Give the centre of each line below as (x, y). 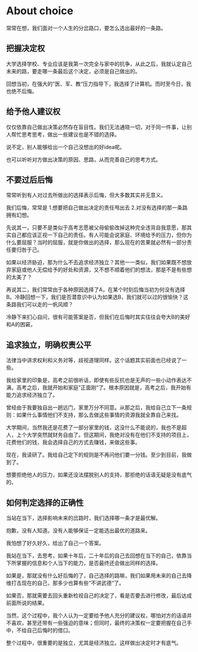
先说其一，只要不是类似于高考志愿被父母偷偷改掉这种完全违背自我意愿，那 (96, 228)
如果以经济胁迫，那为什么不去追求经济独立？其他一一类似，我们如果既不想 (96, 262)
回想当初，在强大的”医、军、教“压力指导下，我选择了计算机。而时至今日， (96, 83)
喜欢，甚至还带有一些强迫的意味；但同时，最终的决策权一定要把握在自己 (99, 623)
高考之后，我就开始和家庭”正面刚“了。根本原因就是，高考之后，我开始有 (104, 388)
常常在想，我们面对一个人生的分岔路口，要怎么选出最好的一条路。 (86, 28)
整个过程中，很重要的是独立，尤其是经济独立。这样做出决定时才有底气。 (94, 643)
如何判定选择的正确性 (45, 503)
